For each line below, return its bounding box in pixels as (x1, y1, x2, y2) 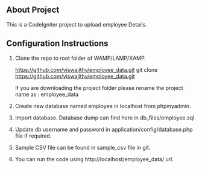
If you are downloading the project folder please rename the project (14, 84, 183, 91)
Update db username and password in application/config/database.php (14, 126, 193, 133)
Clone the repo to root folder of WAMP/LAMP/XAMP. (14, 54, 147, 62)
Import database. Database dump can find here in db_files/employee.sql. (14, 114, 196, 121)
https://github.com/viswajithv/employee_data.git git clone (14, 66, 158, 73)
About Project (6, 5, 60, 15)
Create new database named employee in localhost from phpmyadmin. (14, 102, 191, 109)
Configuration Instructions (6, 39, 109, 49)
